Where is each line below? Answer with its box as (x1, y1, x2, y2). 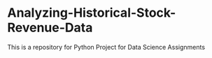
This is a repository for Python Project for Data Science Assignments (7, 43, 205, 51)
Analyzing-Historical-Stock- (7, 5, 176, 21)
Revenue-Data (7, 20, 93, 36)
